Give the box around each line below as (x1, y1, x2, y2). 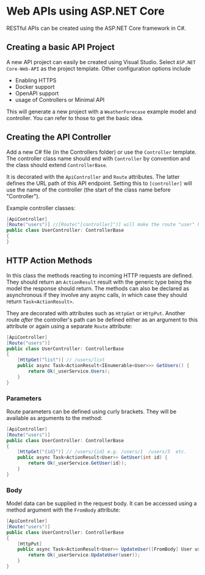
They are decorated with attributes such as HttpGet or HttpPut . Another (6, 309, 186, 316)
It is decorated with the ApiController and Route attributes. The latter (6, 173, 180, 180)
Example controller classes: (6, 204, 76, 212)
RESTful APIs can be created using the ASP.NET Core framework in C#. (6, 24, 186, 32)
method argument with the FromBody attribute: (6, 506, 121, 513)
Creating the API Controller (6, 132, 112, 143)
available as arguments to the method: (6, 414, 103, 421)
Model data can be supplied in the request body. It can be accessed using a (6, 500, 197, 507)
